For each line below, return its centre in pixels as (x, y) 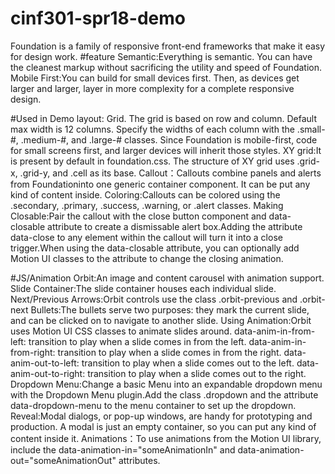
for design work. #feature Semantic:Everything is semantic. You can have (161, 56)
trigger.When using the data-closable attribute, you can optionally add (155, 248)
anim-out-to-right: (48, 373)
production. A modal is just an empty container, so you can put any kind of (163, 426)
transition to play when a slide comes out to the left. (188, 363)
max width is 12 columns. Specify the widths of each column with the (152, 129)
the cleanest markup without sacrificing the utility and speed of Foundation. (166, 67)
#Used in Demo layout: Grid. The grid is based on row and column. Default (164, 118)
